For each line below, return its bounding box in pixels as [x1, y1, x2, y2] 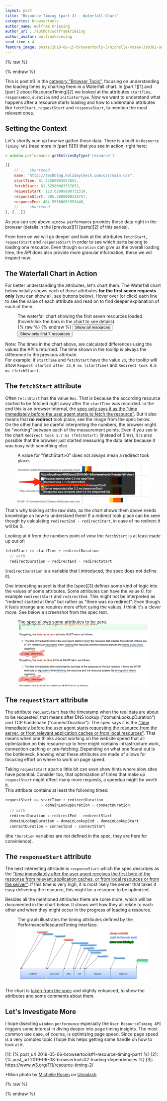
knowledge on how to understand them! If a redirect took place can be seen [5, 512, 161, 519]
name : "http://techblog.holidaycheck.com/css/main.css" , [14, 173, 135, 178]
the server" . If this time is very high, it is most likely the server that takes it [5, 881, 157, 887]
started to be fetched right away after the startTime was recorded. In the [5, 400, 154, 406]
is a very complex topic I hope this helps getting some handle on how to [5, 1036, 153, 1042]
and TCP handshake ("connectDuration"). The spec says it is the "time [5, 720, 150, 726]
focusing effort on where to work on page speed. [5, 757, 106, 762]
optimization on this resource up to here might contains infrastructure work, [5, 741, 160, 747]
